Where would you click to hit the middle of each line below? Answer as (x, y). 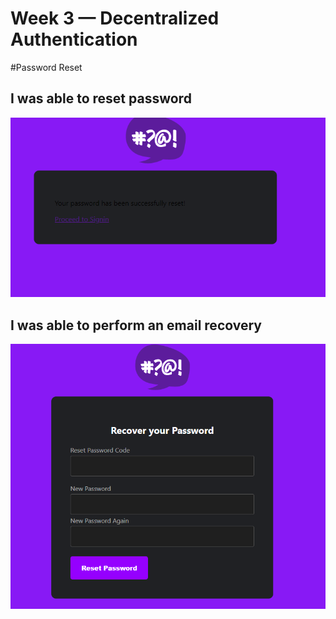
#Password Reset (46, 67)
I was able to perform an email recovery (136, 325)
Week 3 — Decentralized (115, 18)
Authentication (74, 39)
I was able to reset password (101, 98)
